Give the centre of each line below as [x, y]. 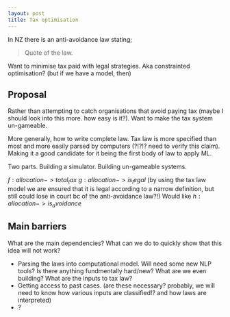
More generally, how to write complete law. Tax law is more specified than [112, 139]
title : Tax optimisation [43, 20]
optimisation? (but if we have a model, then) [70, 73]
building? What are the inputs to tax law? [75, 278]
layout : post [26, 13]
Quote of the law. [49, 53]
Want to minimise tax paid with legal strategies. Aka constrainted [99, 66]
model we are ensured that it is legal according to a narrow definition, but [111, 189]
